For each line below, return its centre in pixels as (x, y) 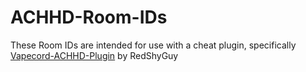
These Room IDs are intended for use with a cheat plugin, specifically (153, 45)
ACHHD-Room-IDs (89, 17)
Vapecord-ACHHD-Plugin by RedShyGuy (94, 55)
